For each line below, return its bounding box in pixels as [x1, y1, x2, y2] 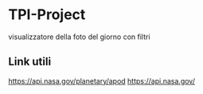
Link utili [8, 55, 52, 69]
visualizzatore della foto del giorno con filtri [8, 32, 150, 41]
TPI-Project [8, 6, 86, 24]
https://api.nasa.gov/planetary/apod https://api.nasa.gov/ [8, 76, 195, 85]
